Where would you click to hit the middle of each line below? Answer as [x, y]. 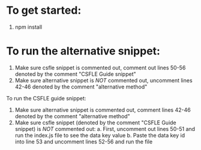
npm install [28, 27]
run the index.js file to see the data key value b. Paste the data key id [100, 135]
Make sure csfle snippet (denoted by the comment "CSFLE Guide [96, 123]
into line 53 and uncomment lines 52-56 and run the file [84, 142]
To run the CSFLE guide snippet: [46, 98]
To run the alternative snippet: [83, 51]
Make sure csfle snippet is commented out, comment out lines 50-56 [100, 68]
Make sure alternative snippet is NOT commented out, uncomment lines [104, 80]
